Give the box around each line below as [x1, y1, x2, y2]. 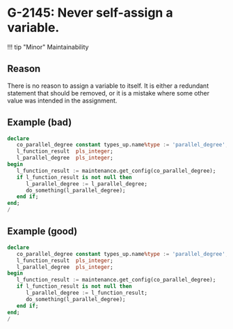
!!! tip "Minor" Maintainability [7, 43, 89, 51]
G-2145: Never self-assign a [7, 5, 173, 21]
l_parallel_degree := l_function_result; [25, 289, 148, 296]
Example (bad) [7, 116, 72, 128]
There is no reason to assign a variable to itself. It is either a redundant [7, 82, 209, 90]
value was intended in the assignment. [7, 96, 118, 105]
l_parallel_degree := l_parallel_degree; [25, 180, 148, 188]
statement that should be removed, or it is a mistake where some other [7, 89, 210, 97]
